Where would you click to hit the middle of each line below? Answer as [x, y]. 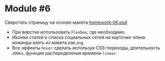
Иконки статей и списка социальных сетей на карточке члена [78, 37]
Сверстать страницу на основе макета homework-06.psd [66, 22]
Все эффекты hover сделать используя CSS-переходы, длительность [86, 48]
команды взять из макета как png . [48, 42]
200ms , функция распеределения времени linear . [64, 53]
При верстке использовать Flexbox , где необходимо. [69, 32]
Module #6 [28, 9]
